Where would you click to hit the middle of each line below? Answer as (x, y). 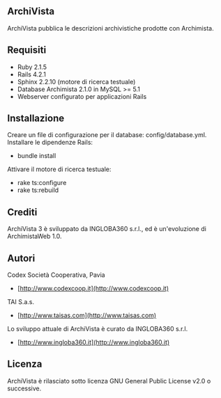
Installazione (36, 119)
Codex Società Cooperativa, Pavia (56, 275)
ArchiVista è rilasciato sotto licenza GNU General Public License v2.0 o (109, 381)
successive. (24, 388)
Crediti (22, 212)
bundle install (37, 156)
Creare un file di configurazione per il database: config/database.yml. (107, 135)
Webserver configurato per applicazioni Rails (82, 96)
